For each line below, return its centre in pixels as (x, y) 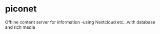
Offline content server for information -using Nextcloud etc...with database (80, 22)
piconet (21, 9)
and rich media (20, 27)
